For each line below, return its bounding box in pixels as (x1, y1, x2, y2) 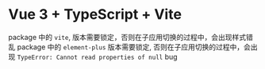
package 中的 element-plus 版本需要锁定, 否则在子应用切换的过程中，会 (17, 42, 252, 52)
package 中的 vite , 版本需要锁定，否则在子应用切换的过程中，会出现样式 (8, 32, 247, 42)
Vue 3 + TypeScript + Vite (8, 5, 182, 24)
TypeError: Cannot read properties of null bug (17, 52, 178, 61)
